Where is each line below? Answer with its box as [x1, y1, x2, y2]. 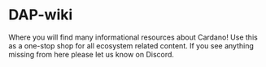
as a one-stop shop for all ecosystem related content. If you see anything [8, 40, 255, 50]
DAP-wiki [8, 6, 73, 24]
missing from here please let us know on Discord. [8, 49, 175, 59]
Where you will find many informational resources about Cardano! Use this [8, 32, 258, 42]
